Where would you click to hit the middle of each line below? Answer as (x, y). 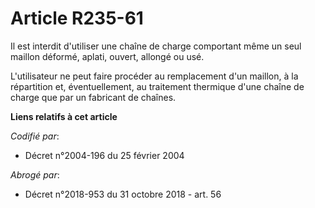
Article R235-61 (77, 18)
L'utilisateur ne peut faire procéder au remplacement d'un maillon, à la (154, 76)
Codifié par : (35, 136)
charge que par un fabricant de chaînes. (93, 97)
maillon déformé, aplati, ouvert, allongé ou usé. (107, 56)
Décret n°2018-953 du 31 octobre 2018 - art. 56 (123, 194)
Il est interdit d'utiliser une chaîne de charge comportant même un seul (156, 46)
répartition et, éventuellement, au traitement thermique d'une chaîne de (157, 86)
